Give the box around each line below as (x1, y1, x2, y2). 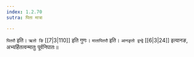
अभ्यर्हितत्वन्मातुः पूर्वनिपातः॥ (6, 43, 59, 50)
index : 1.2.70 (6, 8, 43, 15)
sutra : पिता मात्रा (6, 15, 43, 21)
